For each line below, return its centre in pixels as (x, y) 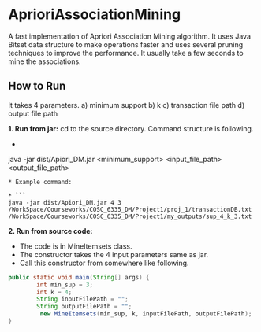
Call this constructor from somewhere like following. (104, 263)
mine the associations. (45, 61)
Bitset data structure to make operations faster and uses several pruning (126, 44)
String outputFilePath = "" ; (84, 307)
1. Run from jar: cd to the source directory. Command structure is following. (131, 128)
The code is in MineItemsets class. (76, 246)
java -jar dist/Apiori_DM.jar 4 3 (65, 202)
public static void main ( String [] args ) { (79, 277)
